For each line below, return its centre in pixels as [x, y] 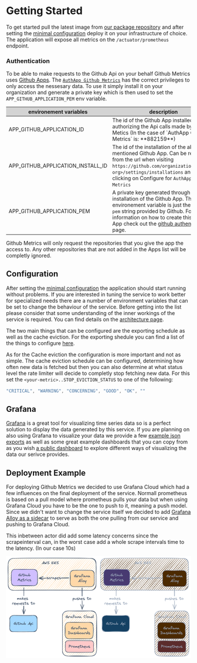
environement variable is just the [152, 205]
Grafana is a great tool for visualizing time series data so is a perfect [89, 423]
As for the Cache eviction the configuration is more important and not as [94, 354]
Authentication [28, 61]
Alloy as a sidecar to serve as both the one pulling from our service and [92, 518]
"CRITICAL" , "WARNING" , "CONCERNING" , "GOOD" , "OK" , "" [76, 391]
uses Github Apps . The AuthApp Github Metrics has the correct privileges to [98, 80]
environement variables [58, 111]
